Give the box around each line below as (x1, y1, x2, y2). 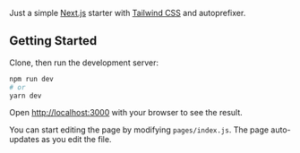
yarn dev (9, 91, 42, 100)
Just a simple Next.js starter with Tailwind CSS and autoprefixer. (9, 8, 246, 18)
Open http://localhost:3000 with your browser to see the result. (9, 107, 244, 118)
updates (9, 134, 40, 145)
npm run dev (9, 74, 54, 83)
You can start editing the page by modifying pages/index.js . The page (9, 124, 270, 135)
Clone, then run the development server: (9, 57, 159, 68)
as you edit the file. (41, 134, 112, 145)
